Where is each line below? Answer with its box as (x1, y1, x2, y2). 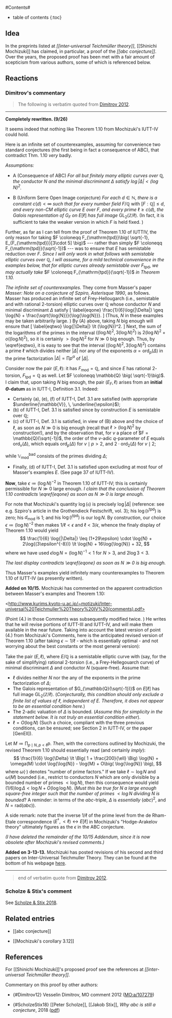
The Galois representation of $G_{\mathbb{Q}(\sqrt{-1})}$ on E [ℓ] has (12, 685, 160, 692)
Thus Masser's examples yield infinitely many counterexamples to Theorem (5, 569, 165, 575)
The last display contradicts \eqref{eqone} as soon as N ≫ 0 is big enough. (5, 560, 166, 566)
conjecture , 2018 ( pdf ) (12, 1007, 60, 1013)
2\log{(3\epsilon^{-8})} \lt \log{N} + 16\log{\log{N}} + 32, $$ (22, 541, 150, 547)
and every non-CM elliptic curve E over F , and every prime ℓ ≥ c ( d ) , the (12, 206, 164, 213)
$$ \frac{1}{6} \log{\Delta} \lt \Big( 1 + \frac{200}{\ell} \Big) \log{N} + (13, 755, 159, 761)
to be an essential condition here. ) (12, 703, 85, 709)
